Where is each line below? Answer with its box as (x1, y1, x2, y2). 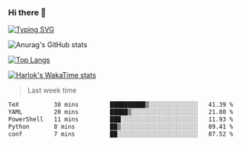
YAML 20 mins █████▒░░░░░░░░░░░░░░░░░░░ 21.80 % (8, 108, 234, 116)
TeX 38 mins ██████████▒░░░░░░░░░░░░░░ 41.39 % (8, 101, 234, 109)
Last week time (27, 86, 77, 95)
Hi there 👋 (8, 7, 47, 18)
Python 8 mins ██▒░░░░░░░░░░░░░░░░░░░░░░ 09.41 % (8, 122, 234, 130)
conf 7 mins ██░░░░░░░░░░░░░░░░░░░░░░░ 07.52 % (8, 130, 234, 138)
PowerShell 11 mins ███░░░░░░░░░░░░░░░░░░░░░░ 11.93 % (8, 115, 234, 124)
